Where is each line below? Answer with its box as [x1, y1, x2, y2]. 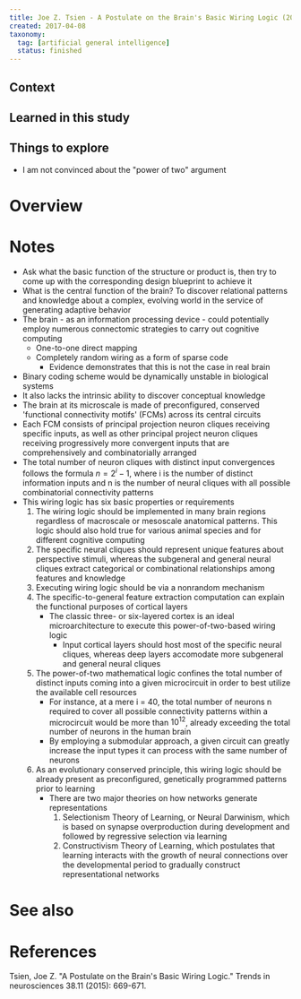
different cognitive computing [35, 534, 145, 545]
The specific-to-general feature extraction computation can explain [35, 591, 285, 602]
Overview [9, 195, 83, 216]
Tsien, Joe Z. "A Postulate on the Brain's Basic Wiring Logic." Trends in [9, 971, 271, 982]
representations [48, 803, 107, 814]
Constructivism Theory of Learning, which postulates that [62, 840, 276, 851]
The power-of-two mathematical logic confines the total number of [35, 667, 283, 678]
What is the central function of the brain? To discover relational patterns [21, 285, 288, 296]
